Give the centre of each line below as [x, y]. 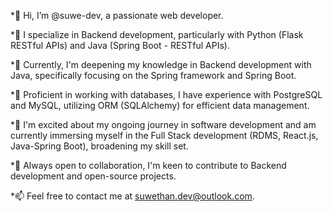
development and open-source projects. [93, 176]
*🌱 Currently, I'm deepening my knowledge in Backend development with [161, 64]
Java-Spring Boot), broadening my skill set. [99, 146]
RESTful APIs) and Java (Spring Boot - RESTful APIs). [120, 45]
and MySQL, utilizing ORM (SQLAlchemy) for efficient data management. [160, 105]
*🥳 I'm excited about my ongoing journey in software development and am [163, 124]
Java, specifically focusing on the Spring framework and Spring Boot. [153, 75]
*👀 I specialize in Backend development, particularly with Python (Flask [157, 34]
